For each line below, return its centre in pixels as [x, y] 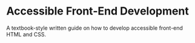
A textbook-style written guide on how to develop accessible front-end [95, 28]
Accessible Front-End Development [97, 11]
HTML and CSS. [26, 34]
